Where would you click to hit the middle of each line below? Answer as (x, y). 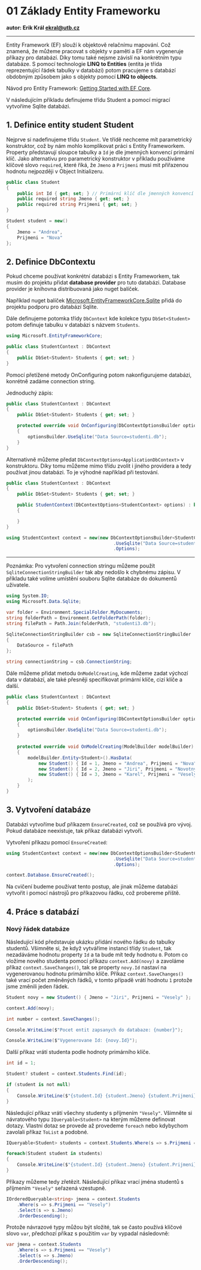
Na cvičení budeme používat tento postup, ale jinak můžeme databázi (92, 887)
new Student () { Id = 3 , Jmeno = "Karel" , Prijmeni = (106, 775)
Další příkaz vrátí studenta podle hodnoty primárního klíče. (78, 1052)
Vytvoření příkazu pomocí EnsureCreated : (57, 842)
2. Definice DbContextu (51, 262)
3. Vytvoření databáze (48, 810)
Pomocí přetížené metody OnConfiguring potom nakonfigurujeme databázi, (99, 375)
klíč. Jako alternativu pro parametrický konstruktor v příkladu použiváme (96, 158)
